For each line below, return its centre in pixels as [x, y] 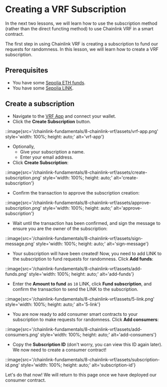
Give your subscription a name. [52, 152]
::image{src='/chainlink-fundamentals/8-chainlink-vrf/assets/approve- [78, 203]
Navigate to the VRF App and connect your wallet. [64, 116]
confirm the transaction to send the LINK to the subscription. [75, 289]
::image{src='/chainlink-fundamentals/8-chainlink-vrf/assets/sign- [74, 238]
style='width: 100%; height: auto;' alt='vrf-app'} [55, 136]
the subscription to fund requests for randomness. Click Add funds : [83, 259]
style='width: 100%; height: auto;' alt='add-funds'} [81, 274]
